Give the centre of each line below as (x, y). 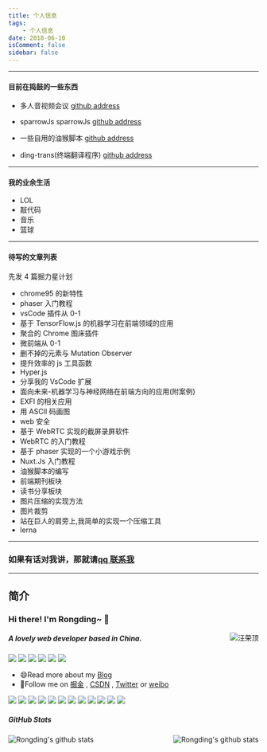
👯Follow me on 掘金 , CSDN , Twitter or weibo (94, 684)
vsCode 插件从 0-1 (50, 313)
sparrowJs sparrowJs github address (80, 122)
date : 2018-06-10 (37, 38)
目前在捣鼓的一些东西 (43, 86)
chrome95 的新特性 (51, 293)
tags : (17, 23)
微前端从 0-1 (40, 343)
